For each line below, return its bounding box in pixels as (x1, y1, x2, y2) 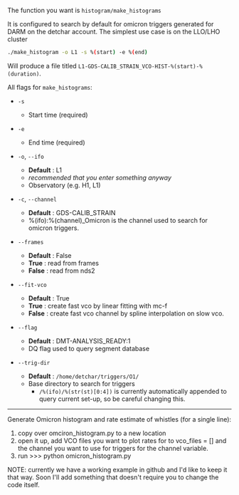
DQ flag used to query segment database (28, 344, 150, 353)
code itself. (7, 480, 41, 489)
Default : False (28, 251, 72, 259)
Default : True (28, 293, 70, 302)
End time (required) (28, 138, 85, 147)
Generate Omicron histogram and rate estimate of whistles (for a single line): (7, 415, 232, 423)
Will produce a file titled (7, 61, 77, 70)
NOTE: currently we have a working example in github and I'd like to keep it (7, 465, 228, 474)
